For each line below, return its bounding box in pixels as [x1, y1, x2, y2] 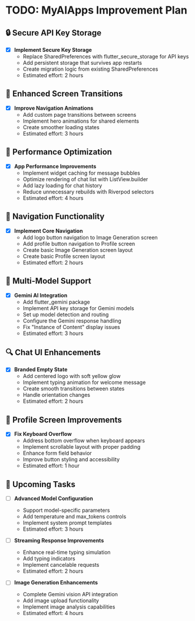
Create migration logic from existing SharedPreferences [22, 65, 158, 73]
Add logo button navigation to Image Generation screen [22, 234, 158, 241]
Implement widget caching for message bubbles [22, 169, 141, 176]
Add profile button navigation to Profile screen [22, 240, 135, 247]
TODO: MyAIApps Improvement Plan [5, 4, 188, 17]
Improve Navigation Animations [14, 104, 94, 111]
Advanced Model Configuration [14, 495, 94, 502]
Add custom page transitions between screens [22, 111, 137, 118]
